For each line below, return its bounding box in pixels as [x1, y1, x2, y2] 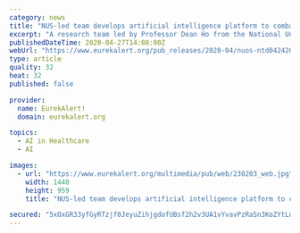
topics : [9, 129, 38, 137]
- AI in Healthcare [17, 137, 90, 146]
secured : [9, 211, 42, 220]
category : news [9, 12, 66, 22]
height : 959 [25, 186, 70, 195]
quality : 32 [9, 63, 54, 72]
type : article [9, 54, 62, 63]
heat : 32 [9, 71, 42, 80]
